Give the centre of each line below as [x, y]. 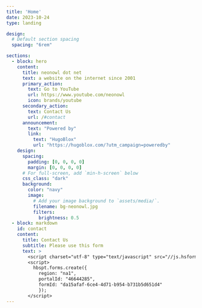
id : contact [32, 229]
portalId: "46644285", [67, 279]
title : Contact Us [45, 240]
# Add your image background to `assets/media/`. [96, 201]
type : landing [24, 23]
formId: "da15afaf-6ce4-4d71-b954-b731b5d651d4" [100, 285]
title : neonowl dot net [52, 73]
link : [35, 134]
